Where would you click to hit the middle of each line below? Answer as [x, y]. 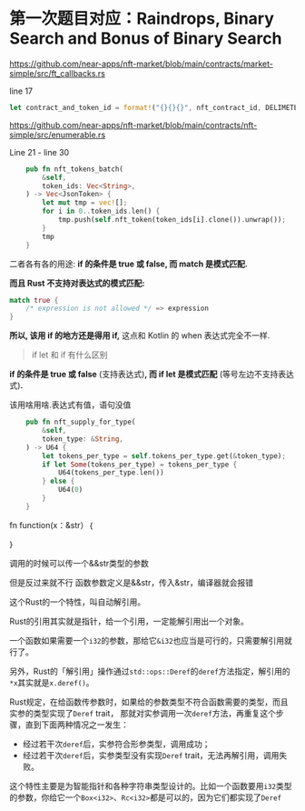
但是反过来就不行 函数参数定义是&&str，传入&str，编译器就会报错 [132, 582]
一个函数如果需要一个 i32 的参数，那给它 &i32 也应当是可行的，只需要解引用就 [151, 640]
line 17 [21, 91]
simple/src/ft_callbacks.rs [58, 73]
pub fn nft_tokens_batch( [75, 169]
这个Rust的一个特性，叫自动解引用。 [78, 602]
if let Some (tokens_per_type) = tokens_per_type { [140, 465]
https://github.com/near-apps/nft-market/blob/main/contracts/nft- [133, 125]
